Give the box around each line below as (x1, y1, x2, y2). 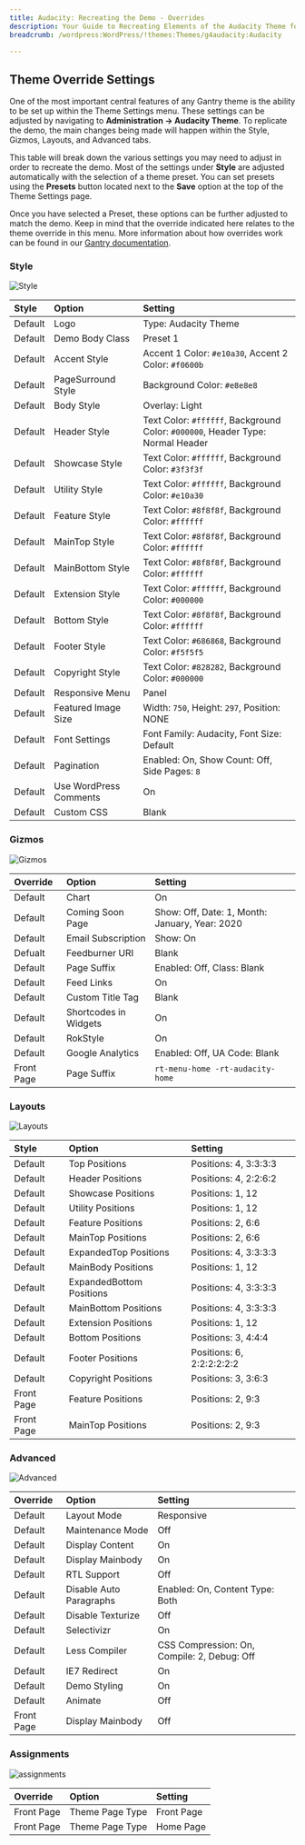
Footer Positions (68, 1351, 138, 1364)
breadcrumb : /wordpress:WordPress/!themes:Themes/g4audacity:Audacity (9, 30, 282, 39)
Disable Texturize (65, 1610, 141, 1622)
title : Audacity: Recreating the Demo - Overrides (9, 13, 205, 23)
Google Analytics (66, 1046, 139, 1059)
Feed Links (66, 976, 113, 989)
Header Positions (68, 1172, 143, 1185)
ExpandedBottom (68, 1276, 143, 1289)
